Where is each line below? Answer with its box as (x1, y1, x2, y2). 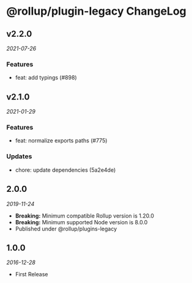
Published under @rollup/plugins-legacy (15, 225, 117, 232)
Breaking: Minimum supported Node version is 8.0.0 (15, 218, 148, 226)
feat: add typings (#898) (15, 74, 78, 81)
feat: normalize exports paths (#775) (15, 137, 108, 144)
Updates (6, 152, 32, 161)
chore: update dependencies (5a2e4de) (15, 166, 116, 174)
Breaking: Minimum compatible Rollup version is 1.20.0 (15, 212, 154, 219)
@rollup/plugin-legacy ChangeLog (6, 4, 186, 18)
